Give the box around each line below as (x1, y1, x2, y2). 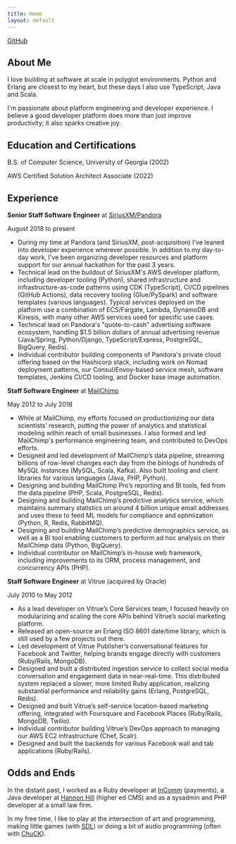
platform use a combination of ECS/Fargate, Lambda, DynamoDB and (17, 305, 219, 314)
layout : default (7, 17, 55, 24)
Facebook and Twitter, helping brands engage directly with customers (17, 649, 221, 657)
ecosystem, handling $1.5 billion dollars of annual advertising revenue (17, 328, 221, 336)
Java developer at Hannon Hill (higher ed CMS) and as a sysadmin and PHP (7, 793, 227, 802)
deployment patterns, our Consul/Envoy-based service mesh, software (17, 365, 224, 373)
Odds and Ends (7, 767, 75, 779)
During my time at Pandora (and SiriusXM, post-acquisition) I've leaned (17, 237, 225, 247)
